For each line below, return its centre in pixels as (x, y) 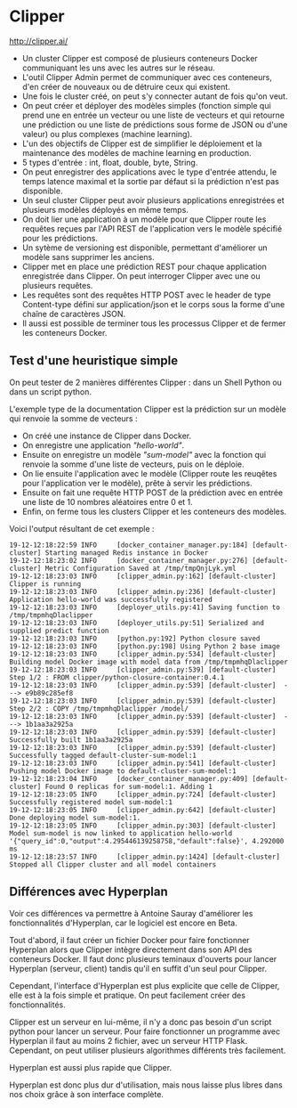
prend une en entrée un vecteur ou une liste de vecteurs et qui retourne (153, 115)
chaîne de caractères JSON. (74, 314)
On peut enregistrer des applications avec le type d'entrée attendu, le (149, 172)
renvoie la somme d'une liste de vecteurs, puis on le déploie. (133, 464)
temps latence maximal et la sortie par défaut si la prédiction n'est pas (151, 181)
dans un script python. (50, 391)
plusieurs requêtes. (57, 285)
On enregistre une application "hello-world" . (103, 445)
